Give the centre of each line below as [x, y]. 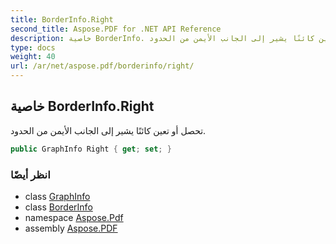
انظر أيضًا [30, 174]
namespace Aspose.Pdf [74, 217]
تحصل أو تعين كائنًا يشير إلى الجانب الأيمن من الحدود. [108, 130]
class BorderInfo [58, 207]
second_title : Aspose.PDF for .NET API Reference [116, 29]
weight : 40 [33, 57]
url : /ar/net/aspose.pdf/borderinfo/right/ [102, 66]
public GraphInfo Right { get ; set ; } [91, 149]
